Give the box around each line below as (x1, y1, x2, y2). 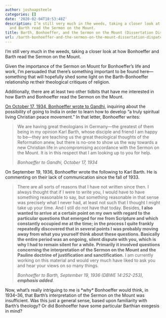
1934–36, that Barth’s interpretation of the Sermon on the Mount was (5, 292, 145, 298)
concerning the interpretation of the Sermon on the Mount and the (17, 247, 157, 253)
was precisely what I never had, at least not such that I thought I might (17, 199, 161, 205)
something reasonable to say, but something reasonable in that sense (17, 194, 159, 200)
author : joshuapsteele (5, 7, 52, 12)
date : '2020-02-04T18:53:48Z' (5, 16, 68, 21)
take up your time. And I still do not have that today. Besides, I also (17, 205, 153, 211)
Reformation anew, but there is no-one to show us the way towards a (17, 139, 158, 145)
